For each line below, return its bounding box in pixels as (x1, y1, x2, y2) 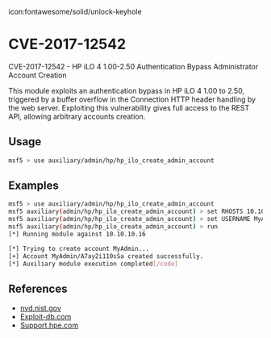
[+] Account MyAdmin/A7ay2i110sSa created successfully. (8, 252, 204, 261)
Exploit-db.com (19, 312, 72, 322)
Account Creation (8, 70, 67, 80)
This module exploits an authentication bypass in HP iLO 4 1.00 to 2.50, (8, 86, 244, 95)
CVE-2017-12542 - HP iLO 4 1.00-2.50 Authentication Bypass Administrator (8, 61, 259, 71)
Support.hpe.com (19, 320, 79, 330)
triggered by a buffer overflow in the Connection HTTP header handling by (8, 94, 256, 104)
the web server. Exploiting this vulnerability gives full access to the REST (8, 102, 250, 112)
